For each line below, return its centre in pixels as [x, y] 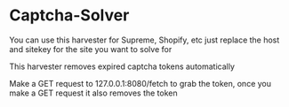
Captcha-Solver [69, 15]
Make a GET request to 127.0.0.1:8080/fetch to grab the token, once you [140, 83]
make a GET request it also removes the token [93, 93]
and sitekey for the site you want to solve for [91, 49]
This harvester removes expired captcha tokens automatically [122, 66]
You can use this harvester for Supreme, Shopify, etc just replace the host [144, 40]
